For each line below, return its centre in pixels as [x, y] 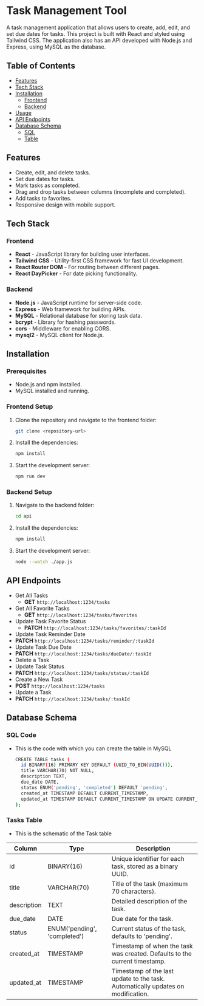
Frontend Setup [30, 406]
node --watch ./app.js [44, 562]
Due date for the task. [142, 919]
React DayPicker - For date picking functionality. [76, 273]
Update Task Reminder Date [50, 634]
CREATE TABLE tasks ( [42, 759]
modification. [130, 994]
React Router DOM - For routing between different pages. [87, 267]
